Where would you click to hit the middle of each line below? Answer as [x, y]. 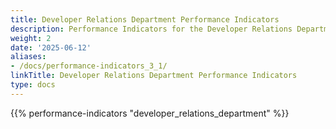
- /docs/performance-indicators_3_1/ [89, 66]
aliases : [28, 57]
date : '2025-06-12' [51, 47]
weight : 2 [31, 38]
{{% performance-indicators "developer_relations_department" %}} [150, 113]
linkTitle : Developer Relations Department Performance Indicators [154, 76]
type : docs [33, 85]
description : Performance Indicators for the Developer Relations [151, 29]
